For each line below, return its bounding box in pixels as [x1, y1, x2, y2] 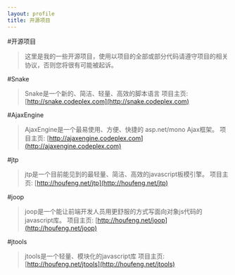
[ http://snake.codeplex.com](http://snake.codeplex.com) [24, 97, 190, 105]
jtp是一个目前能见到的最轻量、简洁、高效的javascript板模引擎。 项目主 [24, 170, 229, 178]
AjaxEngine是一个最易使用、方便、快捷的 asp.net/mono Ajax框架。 [24, 125, 219, 133]
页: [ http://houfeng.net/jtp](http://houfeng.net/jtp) [24, 178, 169, 187]
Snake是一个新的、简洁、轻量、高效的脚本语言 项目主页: [24, 89, 189, 98]
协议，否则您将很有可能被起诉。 [24, 60, 118, 69]
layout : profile [7, 10, 55, 18]
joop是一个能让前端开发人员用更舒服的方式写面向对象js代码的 [24, 207, 203, 215]
